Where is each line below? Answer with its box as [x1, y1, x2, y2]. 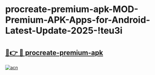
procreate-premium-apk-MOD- [5, 4, 138, 15]
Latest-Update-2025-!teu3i [5, 25, 123, 36]
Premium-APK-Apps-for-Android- [5, 14, 150, 26]
